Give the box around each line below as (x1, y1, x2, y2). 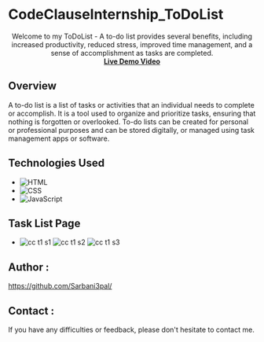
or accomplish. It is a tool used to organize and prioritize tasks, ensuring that (8, 108, 256, 118)
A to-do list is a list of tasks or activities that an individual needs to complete (8, 100, 255, 109)
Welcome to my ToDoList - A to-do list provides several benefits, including (11, 31, 253, 41)
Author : (8, 260, 49, 274)
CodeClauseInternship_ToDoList (8, 6, 224, 24)
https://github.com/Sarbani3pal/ (8, 281, 112, 291)
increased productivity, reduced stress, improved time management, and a (11, 39, 253, 49)
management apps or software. (8, 134, 110, 143)
